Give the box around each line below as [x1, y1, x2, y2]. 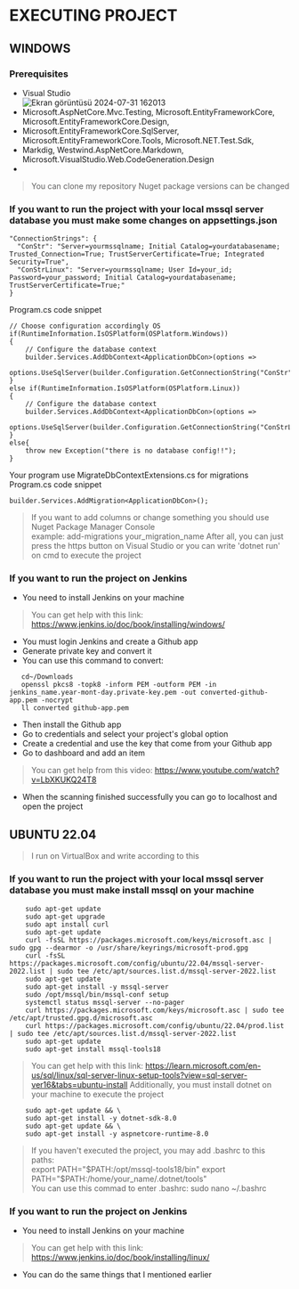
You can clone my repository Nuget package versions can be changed [30, 180, 290, 192]
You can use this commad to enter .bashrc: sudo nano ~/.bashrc [30, 1182, 267, 1194]
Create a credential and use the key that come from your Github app [21, 738, 273, 749]
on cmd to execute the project [30, 550, 142, 561]
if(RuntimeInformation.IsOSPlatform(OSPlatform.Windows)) [9, 330, 229, 339]
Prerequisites [9, 68, 69, 80]
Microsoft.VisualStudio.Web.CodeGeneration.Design [21, 153, 214, 165]
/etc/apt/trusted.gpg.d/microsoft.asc [9, 1013, 153, 1023]
